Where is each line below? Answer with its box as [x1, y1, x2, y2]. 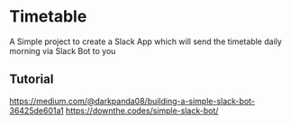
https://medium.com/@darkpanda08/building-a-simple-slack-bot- [9, 95, 255, 106]
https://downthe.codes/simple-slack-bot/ [66, 105, 219, 116]
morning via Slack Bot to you [9, 45, 116, 56]
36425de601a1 [9, 105, 65, 116]
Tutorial [9, 72, 54, 87]
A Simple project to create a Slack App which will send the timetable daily [9, 36, 282, 47]
